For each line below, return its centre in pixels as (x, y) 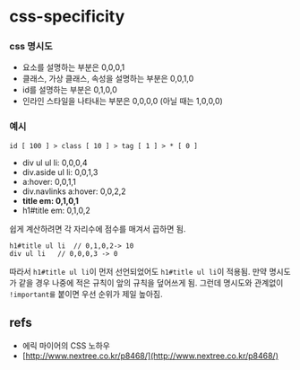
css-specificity (67, 17)
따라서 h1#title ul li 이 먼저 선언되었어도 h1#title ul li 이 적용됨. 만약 (138, 271)
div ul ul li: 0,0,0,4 (55, 163)
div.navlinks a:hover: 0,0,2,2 (74, 191)
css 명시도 (31, 47)
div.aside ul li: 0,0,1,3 (60, 172)
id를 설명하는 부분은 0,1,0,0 (70, 90)
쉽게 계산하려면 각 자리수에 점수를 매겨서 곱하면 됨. (98, 229)
